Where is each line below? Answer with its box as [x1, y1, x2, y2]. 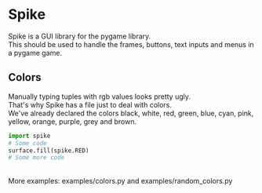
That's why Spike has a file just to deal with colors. [8, 100, 173, 109]
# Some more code [8, 154, 65, 162]
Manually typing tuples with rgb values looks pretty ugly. [8, 92, 191, 101]
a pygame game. [8, 48, 63, 57]
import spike [8, 132, 51, 140]
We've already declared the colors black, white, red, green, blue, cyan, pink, [8, 108, 254, 118]
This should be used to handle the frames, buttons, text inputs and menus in [8, 39, 255, 49]
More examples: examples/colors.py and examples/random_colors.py [8, 177, 233, 186]
